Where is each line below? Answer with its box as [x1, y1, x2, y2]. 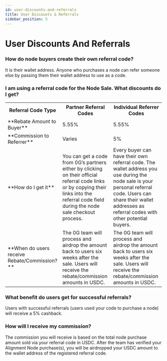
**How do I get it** [7, 184, 55, 191]
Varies [62, 135, 78, 142]
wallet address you [113, 165, 158, 172]
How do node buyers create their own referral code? [5, 56, 134, 63]
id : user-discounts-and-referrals [5, 7, 77, 12]
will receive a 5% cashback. [5, 310, 63, 316]
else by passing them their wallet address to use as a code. [5, 72, 127, 78]
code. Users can [113, 190, 152, 197]
